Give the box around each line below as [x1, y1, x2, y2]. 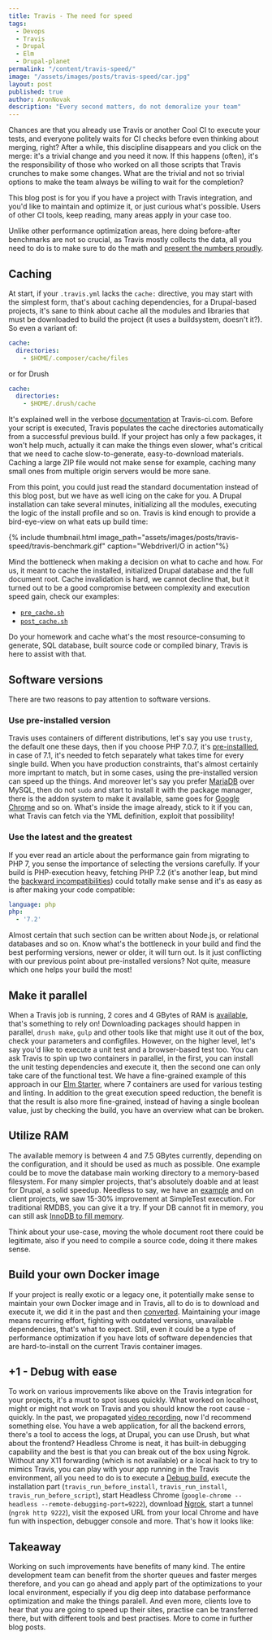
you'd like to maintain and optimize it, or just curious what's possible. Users [8, 201, 261, 212]
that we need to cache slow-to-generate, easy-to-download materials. [8, 449, 244, 459]
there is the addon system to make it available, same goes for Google [8, 794, 240, 803]
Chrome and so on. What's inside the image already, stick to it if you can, [8, 802, 253, 812]
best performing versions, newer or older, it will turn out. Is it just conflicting [8, 948, 262, 957]
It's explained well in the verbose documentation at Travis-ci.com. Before [8, 415, 253, 424]
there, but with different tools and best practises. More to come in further [8, 1614, 253, 1624]
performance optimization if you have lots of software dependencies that [8, 1333, 253, 1343]
